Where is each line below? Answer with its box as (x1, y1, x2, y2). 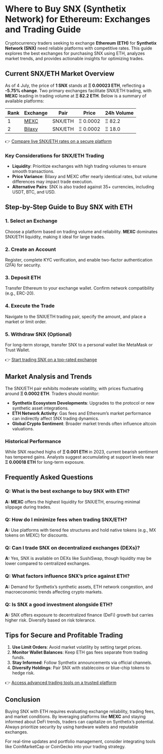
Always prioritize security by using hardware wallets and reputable (5, 724, 138, 730)
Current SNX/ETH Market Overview (5, 69, 115, 78)
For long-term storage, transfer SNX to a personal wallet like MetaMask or (5, 342, 153, 347)
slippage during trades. (5, 504, 52, 510)
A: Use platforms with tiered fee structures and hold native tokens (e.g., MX (5, 527, 156, 533)
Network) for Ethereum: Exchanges (5, 14, 150, 25)
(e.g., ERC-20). (5, 290, 35, 296)
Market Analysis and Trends (5, 373, 92, 381)
